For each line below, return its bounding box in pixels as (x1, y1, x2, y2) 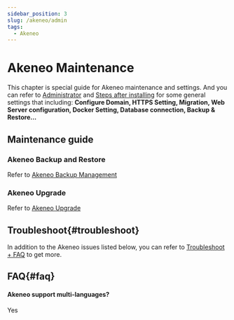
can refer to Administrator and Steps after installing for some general (7, 91, 206, 99)
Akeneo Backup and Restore (7, 154, 106, 164)
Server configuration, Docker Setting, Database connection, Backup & (7, 106, 216, 114)
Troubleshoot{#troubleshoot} (7, 224, 140, 236)
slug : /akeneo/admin (7, 17, 68, 24)
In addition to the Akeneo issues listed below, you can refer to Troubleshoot (7, 243, 226, 251)
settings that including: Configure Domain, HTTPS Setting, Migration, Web (7, 98, 226, 107)
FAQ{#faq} (7, 271, 55, 283)
